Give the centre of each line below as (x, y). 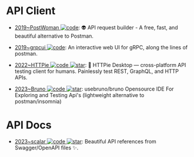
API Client (31, 11)
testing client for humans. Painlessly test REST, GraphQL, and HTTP (97, 71)
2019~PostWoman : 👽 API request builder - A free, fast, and (96, 27)
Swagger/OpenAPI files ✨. (46, 148)
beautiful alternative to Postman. (54, 36)
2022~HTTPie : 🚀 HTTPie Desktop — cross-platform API (100, 65)
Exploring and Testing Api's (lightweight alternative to (79, 95)
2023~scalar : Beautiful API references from (86, 141)
